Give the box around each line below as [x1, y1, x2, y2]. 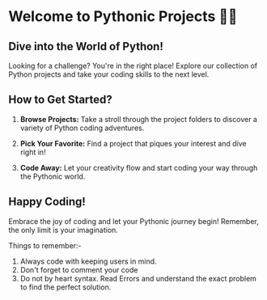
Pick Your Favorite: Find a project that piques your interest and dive [19, 138, 247, 148]
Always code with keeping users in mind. [19, 256, 157, 266]
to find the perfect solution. [19, 282, 112, 292]
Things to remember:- [8, 240, 83, 250]
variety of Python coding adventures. [19, 123, 145, 133]
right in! [19, 147, 46, 157]
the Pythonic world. [19, 171, 86, 181]
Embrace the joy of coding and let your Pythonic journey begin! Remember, [8, 216, 259, 226]
